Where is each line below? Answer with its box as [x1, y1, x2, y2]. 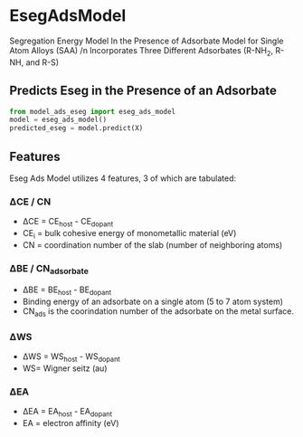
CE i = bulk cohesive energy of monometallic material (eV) [22, 228, 237, 241]
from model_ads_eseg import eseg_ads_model [9, 107, 176, 116]
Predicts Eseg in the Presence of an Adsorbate [9, 83, 278, 99]
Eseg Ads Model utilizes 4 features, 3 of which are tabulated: [9, 173, 237, 184]
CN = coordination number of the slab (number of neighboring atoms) [22, 239, 283, 250]
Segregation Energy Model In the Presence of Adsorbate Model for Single [9, 35, 284, 46]
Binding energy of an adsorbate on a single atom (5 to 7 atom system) [22, 296, 283, 308]
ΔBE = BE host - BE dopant [22, 284, 111, 298]
